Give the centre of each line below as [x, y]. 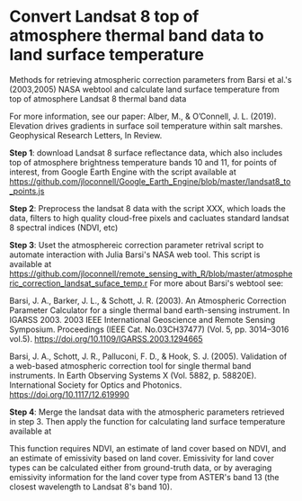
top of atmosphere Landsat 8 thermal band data [98, 98]
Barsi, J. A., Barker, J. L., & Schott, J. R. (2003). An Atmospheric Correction [148, 300]
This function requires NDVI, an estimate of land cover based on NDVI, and [148, 448]
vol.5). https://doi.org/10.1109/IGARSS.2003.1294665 [107, 338]
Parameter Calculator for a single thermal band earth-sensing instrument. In [150, 310]
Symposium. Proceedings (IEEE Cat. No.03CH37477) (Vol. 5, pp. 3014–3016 [149, 329]
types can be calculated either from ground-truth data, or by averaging [141, 467]
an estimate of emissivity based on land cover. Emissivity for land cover [142, 458]
